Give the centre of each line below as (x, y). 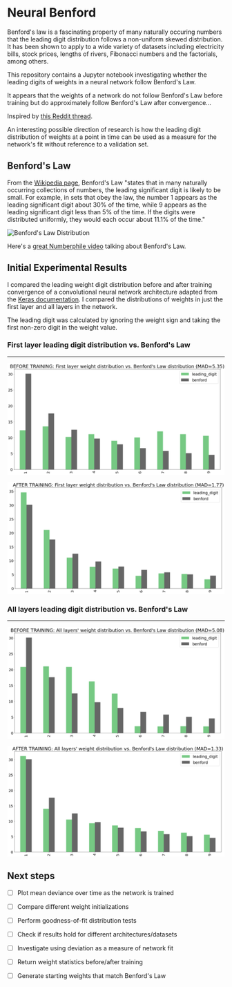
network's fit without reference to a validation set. (78, 144)
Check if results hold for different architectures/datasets (97, 934)
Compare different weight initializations (73, 906)
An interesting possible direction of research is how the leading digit (104, 129)
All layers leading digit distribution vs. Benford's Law (98, 609)
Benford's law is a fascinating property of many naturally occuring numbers (115, 32)
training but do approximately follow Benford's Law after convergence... (109, 102)
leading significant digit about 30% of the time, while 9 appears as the (107, 205)
